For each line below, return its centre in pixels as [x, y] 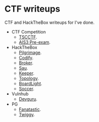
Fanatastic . [30, 109]
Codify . [26, 57]
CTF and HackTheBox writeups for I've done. [50, 22]
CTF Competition [29, 32]
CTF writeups [32, 9]
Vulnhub [20, 94]
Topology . [29, 78]
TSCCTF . [28, 37]
